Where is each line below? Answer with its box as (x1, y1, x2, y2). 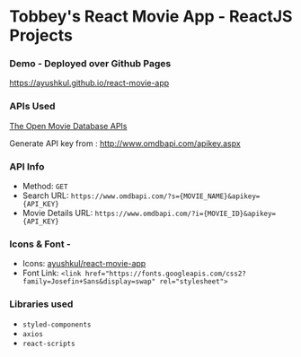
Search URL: (22, 190, 69, 201)
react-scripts (22, 339, 75, 348)
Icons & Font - (9, 238, 72, 250)
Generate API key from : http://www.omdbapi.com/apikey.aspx (9, 137, 241, 149)
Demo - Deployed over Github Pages (9, 57, 172, 70)
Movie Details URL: (22, 208, 93, 219)
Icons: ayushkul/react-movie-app (22, 258, 146, 269)
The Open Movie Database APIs (9, 120, 128, 131)
